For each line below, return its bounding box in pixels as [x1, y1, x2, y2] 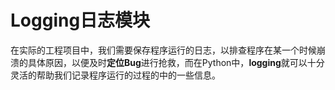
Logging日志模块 [10, 9, 151, 32]
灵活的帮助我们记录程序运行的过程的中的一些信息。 [10, 69, 221, 81]
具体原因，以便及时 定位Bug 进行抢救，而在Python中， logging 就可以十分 [27, 56, 325, 68]
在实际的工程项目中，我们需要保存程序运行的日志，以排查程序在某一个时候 [10, 44, 317, 56]
